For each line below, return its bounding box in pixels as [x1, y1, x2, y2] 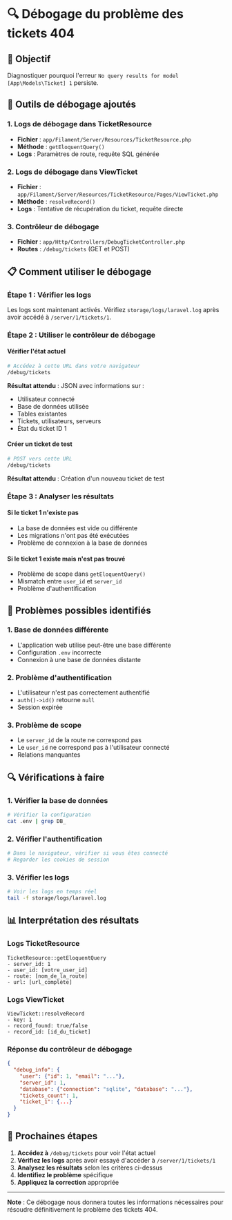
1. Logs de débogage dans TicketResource [7, 119, 152, 129]
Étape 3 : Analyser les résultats [7, 492, 114, 501]
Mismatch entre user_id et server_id [17, 577, 122, 585]
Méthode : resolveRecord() [17, 197, 96, 205]
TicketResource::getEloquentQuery [7, 954, 107, 961]
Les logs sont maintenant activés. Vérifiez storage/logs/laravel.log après [7, 305, 220, 313]
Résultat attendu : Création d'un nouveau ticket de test [7, 474, 164, 483]
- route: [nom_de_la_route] [7, 972, 88, 980]
